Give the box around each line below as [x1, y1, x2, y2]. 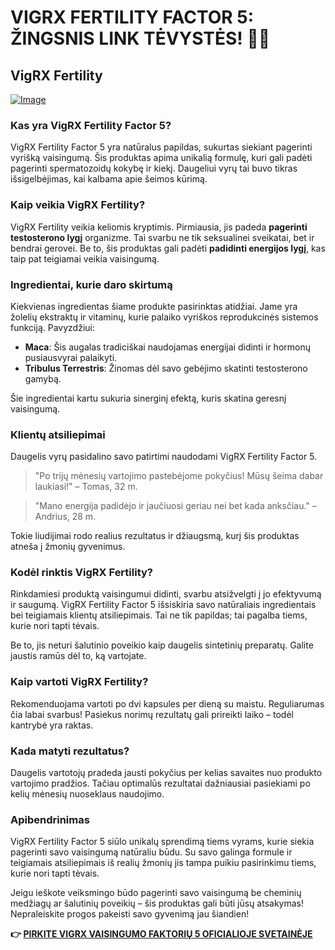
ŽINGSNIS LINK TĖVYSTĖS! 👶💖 [10, 27, 271, 50]
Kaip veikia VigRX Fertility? [10, 198, 146, 212]
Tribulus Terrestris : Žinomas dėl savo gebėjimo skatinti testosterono [24, 362, 308, 374]
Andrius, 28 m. [34, 511, 97, 523]
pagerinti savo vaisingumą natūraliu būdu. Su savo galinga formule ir [10, 846, 293, 858]
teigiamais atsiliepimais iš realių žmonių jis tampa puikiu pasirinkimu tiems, [10, 857, 317, 869]
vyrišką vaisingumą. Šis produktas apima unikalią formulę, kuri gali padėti [10, 152, 313, 164]
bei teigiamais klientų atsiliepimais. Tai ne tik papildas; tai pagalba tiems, [10, 609, 308, 621]
